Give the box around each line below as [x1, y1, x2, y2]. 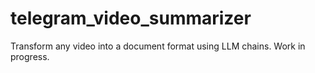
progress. [10, 50, 50, 62]
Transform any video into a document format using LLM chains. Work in [10, 40, 306, 52]
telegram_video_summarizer [10, 7, 252, 30]
